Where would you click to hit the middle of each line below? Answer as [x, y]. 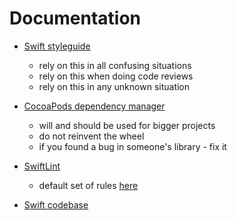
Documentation [75, 18]
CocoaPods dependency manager [94, 106]
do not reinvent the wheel [91, 136]
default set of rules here [88, 185]
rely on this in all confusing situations [115, 65]
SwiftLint [42, 166]
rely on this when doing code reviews [116, 76]
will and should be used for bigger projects [127, 125]
